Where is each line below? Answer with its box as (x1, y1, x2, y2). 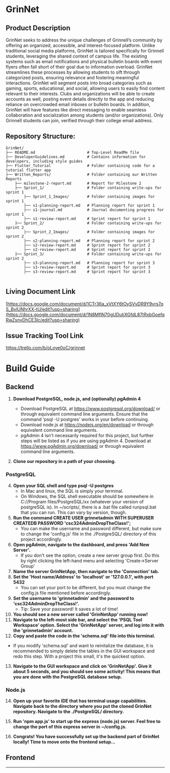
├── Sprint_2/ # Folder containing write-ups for (15, 221, 162, 226)
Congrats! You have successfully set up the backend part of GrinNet (13, 734, 159, 740)
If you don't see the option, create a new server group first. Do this (20, 552, 159, 558)
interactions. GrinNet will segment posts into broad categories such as (6, 80, 152, 86)
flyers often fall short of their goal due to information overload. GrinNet (6, 64, 153, 70)
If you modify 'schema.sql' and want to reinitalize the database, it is (13, 642, 153, 648)
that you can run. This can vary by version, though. (20, 509, 127, 516)
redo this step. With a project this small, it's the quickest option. (13, 653, 145, 659)
